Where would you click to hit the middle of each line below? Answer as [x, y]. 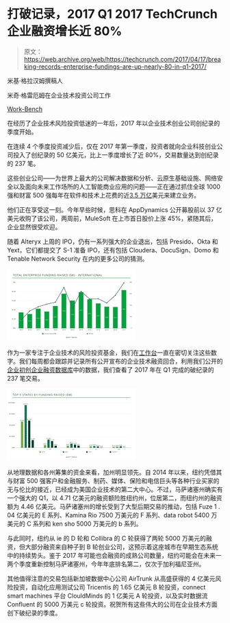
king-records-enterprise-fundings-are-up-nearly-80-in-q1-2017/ [115, 67]
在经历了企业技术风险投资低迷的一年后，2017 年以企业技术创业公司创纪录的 [114, 123]
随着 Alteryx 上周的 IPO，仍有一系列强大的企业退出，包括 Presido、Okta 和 [113, 242]
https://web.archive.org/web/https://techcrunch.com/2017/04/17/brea [122, 59]
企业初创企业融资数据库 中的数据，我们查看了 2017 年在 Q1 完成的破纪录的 [111, 369]
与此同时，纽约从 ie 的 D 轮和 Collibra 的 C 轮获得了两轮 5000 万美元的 [107, 538]
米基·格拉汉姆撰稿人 [35, 80]
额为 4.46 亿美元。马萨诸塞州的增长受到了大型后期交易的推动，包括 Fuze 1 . [114, 506]
